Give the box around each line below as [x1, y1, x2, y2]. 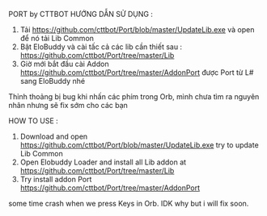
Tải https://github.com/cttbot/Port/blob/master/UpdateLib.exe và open [19, 25, 255, 34]
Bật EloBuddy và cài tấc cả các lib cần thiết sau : [19, 42, 183, 52]
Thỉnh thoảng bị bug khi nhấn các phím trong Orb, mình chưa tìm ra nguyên [8, 92, 260, 102]
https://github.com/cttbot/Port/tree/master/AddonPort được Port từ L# [19, 68, 254, 77]
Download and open [19, 131, 88, 141]
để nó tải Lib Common [19, 34, 95, 43]
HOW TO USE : [8, 116, 58, 126]
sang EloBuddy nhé [19, 77, 86, 85]
